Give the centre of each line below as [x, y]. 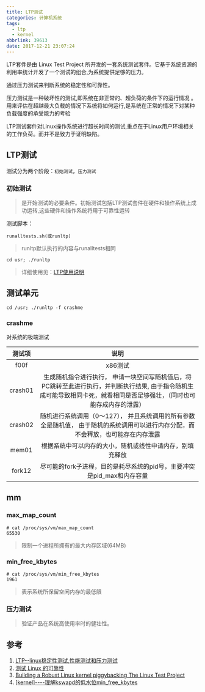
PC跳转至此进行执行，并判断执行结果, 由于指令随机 [115, 386]
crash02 [21, 425]
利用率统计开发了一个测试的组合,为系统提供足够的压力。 [77, 72]
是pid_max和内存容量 [117, 476]
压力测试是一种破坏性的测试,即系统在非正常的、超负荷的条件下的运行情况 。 [101, 98]
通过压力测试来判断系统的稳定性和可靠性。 [60, 85]
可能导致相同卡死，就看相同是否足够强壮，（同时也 [117, 395]
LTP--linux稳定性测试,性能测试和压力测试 [66, 661]
